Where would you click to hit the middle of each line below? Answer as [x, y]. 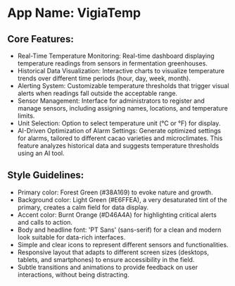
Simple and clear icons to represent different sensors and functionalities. [123, 244]
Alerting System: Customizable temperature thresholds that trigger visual [123, 86]
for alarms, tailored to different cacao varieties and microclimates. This [120, 138]
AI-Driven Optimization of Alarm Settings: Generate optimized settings [119, 131]
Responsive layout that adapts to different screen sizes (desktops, [113, 252]
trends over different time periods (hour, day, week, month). [104, 78]
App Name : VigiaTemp [74, 13]
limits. [26, 116]
